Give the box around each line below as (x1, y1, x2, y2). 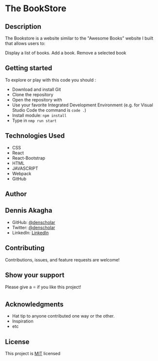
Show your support (5, 271, 65, 280)
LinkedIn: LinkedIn (12, 230, 49, 236)
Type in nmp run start (12, 118, 57, 123)
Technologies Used (5, 132, 65, 140)
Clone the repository (12, 91, 53, 98)
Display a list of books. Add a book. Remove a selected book (5, 50, 126, 56)
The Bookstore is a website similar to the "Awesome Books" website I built (5, 35, 154, 41)
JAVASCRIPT (12, 165, 38, 171)
